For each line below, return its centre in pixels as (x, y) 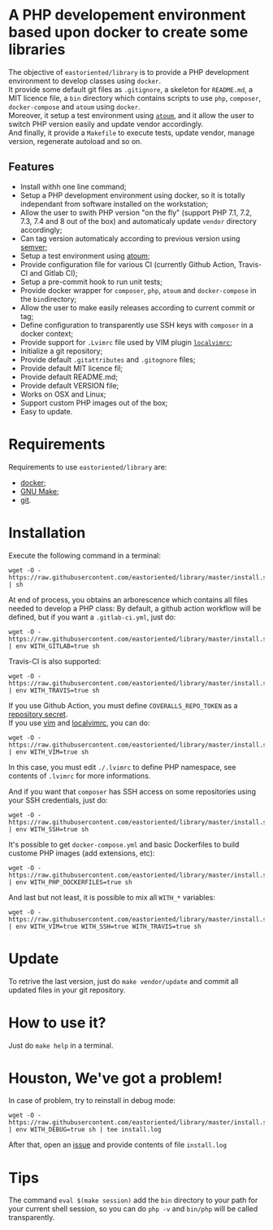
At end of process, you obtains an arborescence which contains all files (128, 599)
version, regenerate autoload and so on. (75, 141)
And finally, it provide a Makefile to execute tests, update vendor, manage (132, 133)
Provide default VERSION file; (69, 385)
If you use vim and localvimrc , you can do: (79, 723)
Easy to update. (46, 411)
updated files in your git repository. (67, 990)
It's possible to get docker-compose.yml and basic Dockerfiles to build (124, 844)
